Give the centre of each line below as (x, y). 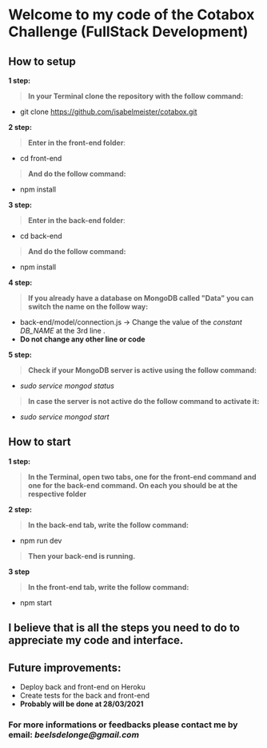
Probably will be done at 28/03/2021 (82, 704)
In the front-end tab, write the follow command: (108, 587)
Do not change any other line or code (82, 339)
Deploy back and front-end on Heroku (82, 687)
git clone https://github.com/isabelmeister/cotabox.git (108, 111)
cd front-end (41, 158)
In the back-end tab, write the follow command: (108, 525)
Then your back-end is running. (82, 556)
